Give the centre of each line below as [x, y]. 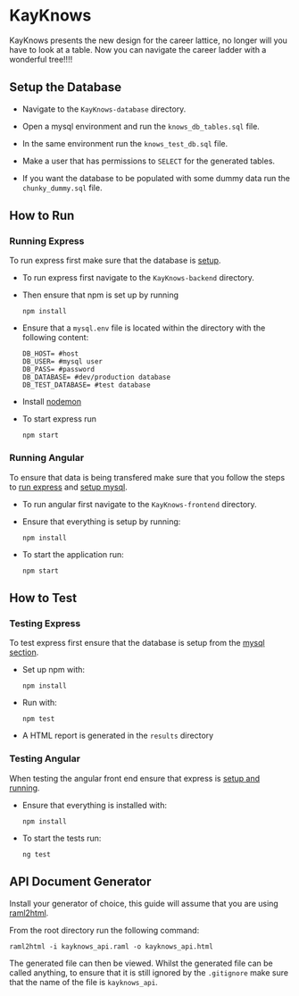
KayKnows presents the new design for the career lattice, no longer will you [149, 40]
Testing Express [45, 624]
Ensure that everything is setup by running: [101, 521]
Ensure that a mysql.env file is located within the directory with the [144, 328]
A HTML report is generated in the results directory [118, 736]
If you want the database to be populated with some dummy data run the [156, 178]
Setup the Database [66, 87]
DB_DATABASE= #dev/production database [96, 377]
